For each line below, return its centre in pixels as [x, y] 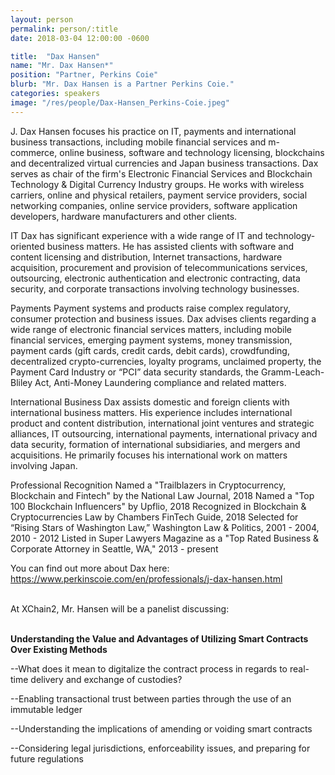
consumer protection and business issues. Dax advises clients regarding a [163, 318]
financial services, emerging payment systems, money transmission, [151, 340]
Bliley [21, 382]
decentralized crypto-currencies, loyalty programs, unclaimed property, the [166, 361]
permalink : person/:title [64, 29]
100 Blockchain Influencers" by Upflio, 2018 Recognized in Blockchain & [158, 506]
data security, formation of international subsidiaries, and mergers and [155, 444]
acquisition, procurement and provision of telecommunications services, [159, 267]
